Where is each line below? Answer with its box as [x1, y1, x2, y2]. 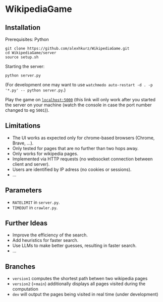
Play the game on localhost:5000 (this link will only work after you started [5, 97, 156, 102]
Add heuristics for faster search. [12, 237, 79, 243]
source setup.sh [5, 55, 39, 60]
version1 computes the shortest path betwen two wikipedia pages [12, 276, 148, 282]
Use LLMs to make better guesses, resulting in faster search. [12, 242, 137, 249]
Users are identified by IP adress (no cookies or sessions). [12, 166, 132, 172]
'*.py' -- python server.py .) [5, 87, 66, 93]
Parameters [5, 186, 42, 195]
